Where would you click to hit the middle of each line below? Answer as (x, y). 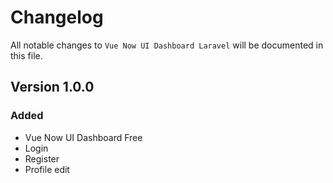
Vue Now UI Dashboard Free (83, 137)
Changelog (57, 17)
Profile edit (47, 169)
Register (42, 158)
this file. (26, 55)
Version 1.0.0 (52, 87)
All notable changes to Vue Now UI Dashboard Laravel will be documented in (167, 45)
